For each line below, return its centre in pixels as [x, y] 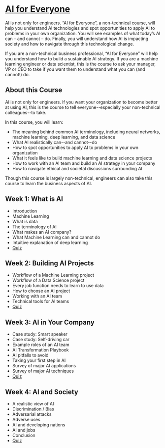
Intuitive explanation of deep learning [50, 242]
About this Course [34, 90]
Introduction [25, 211]
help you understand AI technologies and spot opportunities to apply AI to [80, 28]
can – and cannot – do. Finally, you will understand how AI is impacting [77, 39]
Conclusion [24, 435]
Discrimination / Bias [33, 409]
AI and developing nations [39, 425]
